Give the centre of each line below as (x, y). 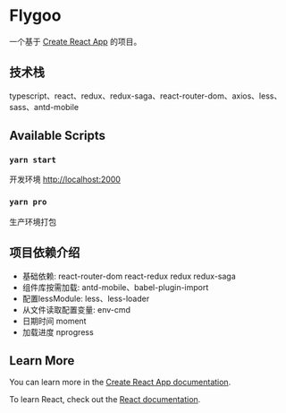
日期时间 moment (54, 321)
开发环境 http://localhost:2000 (65, 179)
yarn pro (28, 202)
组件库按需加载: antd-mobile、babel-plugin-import (115, 287)
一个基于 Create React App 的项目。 (76, 41)
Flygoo (35, 16)
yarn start (33, 160)
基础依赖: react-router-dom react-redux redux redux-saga (129, 276)
